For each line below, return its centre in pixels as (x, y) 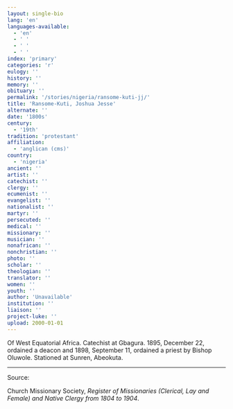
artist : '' (23, 175)
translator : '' (29, 278)
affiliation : (26, 143)
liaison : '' (24, 310)
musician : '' (26, 239)
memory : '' (23, 85)
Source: (18, 377)
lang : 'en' (23, 20)
